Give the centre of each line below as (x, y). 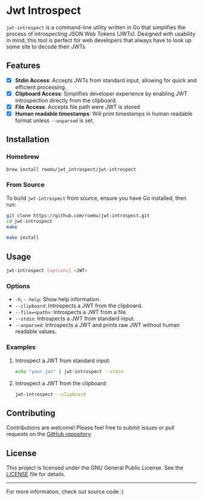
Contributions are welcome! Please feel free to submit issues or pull (90, 428)
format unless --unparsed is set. (55, 121)
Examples (21, 347)
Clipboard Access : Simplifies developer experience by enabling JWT (101, 93)
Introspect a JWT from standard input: (63, 360)
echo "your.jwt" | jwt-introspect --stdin (69, 371)
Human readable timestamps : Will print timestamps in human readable (104, 113)
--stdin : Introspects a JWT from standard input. (75, 319)
